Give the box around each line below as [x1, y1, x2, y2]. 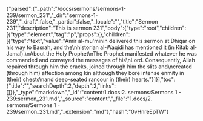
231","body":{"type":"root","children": [93, 24, 187, 31]
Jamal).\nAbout [6, 50, 45, 57]
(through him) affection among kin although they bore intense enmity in [6, 70, 184, 76]
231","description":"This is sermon [6, 24, 92, 31]
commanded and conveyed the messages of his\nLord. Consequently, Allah [6, 57, 195, 64]
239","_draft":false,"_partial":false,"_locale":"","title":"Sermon [6, 18, 158, 25]
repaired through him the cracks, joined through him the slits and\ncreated [6, 63, 192, 70]
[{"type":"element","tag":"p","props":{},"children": [6, 31, 130, 38]
